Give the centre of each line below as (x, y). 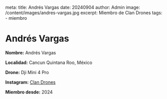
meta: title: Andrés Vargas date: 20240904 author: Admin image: (73, 7)
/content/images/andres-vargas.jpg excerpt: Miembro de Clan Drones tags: (84, 13)
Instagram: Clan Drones (30, 82)
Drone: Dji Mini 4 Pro (27, 72)
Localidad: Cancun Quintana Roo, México (49, 62)
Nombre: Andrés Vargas (31, 52)
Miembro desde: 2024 (29, 92)
